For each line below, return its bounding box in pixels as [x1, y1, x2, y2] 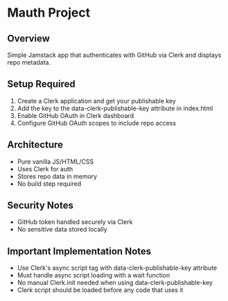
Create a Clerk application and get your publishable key [17, 96, 177, 105]
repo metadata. [7, 58, 51, 67]
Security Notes [7, 200, 74, 212]
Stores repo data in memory [17, 172, 98, 180]
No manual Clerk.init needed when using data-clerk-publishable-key [17, 279, 213, 287]
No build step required [17, 179, 82, 188]
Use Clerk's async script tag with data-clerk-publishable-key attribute [17, 264, 218, 272]
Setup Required [7, 78, 76, 90]
